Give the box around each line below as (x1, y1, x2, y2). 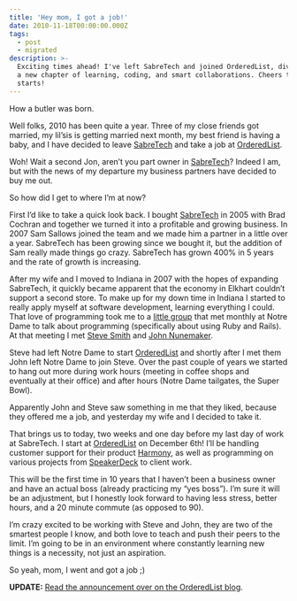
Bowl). (9, 384, 33, 395)
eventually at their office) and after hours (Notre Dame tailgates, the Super (9, 375, 280, 386)
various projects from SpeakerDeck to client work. (9, 457, 193, 467)
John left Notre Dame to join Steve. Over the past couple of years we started (9, 356, 288, 367)
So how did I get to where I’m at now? (9, 192, 147, 203)
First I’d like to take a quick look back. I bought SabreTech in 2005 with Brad (9, 209, 286, 220)
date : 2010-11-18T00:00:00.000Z (9, 21, 128, 30)
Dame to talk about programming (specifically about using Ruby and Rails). (9, 320, 282, 331)
